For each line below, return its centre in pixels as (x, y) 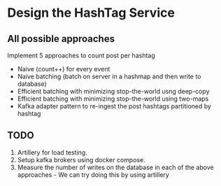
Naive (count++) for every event (64, 69)
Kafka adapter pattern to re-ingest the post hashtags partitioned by (114, 106)
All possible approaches (61, 39)
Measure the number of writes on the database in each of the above (116, 167)
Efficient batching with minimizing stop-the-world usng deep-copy (113, 91)
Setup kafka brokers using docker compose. (81, 159)
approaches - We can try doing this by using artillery (93, 174)
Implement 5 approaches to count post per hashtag (81, 55)
